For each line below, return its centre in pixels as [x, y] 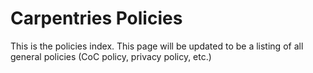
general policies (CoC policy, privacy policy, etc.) [111, 56]
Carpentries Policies [96, 18]
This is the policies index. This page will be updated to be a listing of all [157, 46]
